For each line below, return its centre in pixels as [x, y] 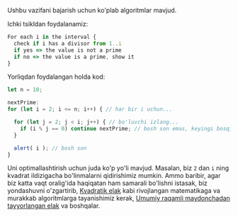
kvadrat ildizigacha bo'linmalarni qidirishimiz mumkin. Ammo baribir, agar [114, 176]
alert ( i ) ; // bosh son [50, 148]
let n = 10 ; [25, 90]
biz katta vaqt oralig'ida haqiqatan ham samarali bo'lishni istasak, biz [107, 183]
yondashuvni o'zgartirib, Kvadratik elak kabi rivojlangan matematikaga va [114, 191]
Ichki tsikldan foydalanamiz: [48, 24]
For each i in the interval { [52, 37]
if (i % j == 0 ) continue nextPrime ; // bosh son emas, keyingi [117, 128]
